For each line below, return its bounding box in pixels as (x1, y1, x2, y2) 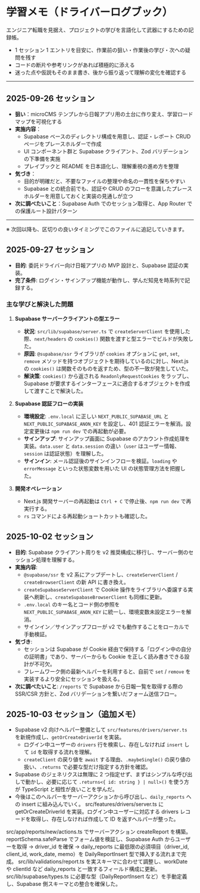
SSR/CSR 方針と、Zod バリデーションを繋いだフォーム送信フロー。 (14, 690, 180, 697)
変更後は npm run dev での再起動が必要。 (29, 427, 130, 435)
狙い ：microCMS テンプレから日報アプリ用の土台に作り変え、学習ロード (14, 110, 193, 117)
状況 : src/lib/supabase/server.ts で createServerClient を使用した (23, 327, 190, 334)
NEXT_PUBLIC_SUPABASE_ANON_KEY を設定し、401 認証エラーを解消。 (23, 420, 186, 427)
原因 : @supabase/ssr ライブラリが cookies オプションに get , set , (23, 350, 180, 357)
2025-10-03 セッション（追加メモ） (6, 709, 141, 720)
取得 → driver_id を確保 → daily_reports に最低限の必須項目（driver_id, (16, 843, 189, 850)
